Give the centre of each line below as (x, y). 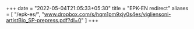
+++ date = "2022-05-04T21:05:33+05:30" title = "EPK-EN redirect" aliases (97, 8)
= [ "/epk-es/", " (25, 14)
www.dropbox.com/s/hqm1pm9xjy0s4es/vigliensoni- (107, 14)
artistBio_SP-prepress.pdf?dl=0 (44, 20)
